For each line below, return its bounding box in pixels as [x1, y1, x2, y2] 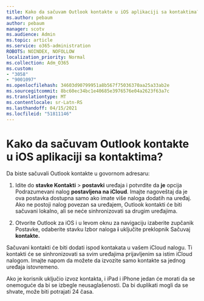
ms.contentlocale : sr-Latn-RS [6, 99, 83, 105]
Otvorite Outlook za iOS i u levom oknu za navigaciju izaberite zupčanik [15, 220, 194, 227]
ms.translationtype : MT [6, 94, 67, 100]
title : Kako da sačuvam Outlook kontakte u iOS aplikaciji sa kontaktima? [6, 9, 200, 15]
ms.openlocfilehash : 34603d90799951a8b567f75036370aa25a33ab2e [6, 83, 170, 89]
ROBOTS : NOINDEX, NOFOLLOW [6, 49, 75, 55]
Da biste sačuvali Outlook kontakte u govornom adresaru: [6, 170, 150, 177]
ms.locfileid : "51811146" [6, 111, 72, 117]
